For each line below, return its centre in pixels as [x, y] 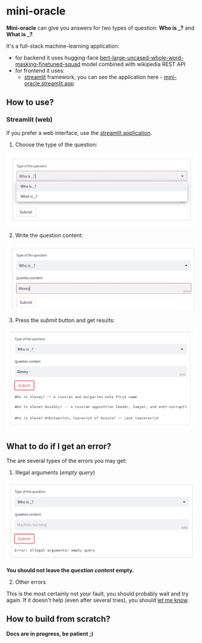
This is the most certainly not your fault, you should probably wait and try [97, 594]
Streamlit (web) [29, 120]
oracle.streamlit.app [49, 83]
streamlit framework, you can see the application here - [93, 77]
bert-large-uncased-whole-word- [142, 57]
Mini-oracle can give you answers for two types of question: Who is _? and [100, 28]
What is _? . [20, 34]
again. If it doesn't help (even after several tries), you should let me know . [98, 600]
